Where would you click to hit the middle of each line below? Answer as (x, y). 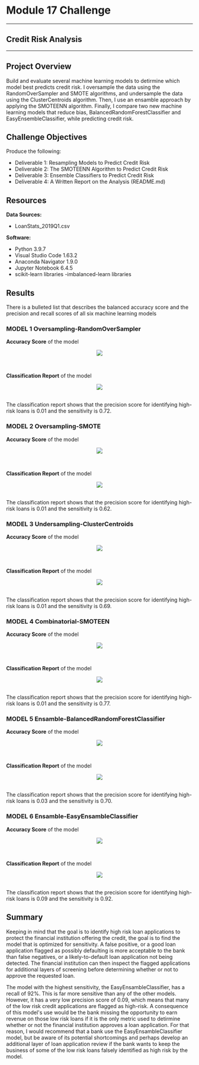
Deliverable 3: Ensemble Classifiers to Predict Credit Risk (84, 175)
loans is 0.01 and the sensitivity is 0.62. (64, 508)
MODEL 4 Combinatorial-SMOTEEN (58, 621)
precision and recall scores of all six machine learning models (81, 314)
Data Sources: (24, 215)
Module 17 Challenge (59, 10)
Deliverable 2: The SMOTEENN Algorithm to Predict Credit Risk (92, 169)
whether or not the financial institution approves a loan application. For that (98, 1025)
